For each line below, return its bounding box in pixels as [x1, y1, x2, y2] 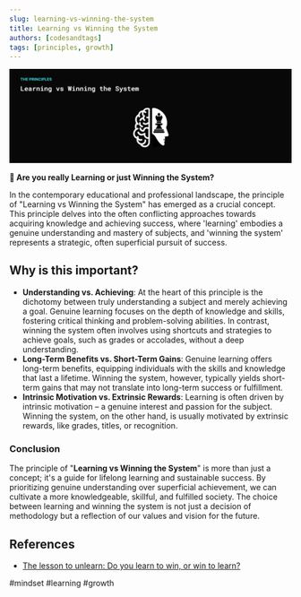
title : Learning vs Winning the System [9, 23, 159, 33]
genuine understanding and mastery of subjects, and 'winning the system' [9, 228, 284, 238]
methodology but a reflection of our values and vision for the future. [9, 511, 260, 522]
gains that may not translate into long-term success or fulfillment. [41, 382, 284, 393]
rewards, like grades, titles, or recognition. [21, 420, 178, 430]
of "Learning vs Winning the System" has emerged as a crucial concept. [9, 199, 276, 210]
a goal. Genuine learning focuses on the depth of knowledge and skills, [21, 306, 285, 316]
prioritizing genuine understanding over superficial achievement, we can [9, 482, 278, 493]
